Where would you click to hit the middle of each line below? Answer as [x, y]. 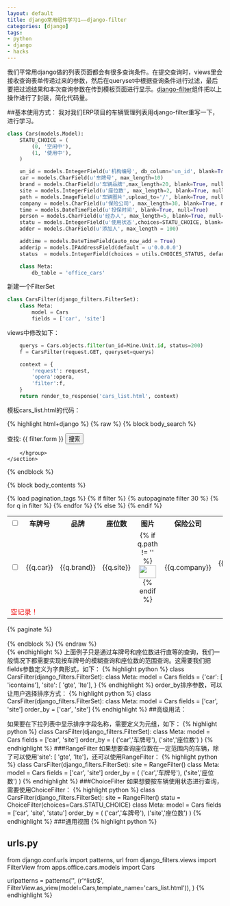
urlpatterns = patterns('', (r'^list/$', [55, 880]
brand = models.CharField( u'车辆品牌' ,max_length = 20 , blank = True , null [122, 184]
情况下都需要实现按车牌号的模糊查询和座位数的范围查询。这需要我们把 [112, 660]
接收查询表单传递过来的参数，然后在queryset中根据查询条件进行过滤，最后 [113, 80]
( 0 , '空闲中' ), [52, 147]
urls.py [23, 843]
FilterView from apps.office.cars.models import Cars [81, 867]
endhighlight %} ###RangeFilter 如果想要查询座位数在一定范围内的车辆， [110, 748]
